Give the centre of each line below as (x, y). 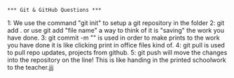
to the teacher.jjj (30, 67)
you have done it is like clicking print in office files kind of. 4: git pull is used (116, 45)
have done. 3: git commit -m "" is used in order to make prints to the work (113, 38)
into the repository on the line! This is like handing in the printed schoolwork (117, 60)
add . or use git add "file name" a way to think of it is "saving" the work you (116, 30)
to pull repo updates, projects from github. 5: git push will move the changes (117, 53)
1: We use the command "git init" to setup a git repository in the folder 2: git (116, 23)
